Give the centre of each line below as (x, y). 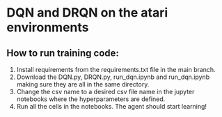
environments (48, 27)
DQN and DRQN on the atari (87, 13)
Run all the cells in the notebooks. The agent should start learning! (111, 106)
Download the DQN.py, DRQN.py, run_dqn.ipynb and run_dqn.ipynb (113, 77)
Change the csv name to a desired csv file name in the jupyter (105, 92)
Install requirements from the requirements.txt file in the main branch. (116, 70)
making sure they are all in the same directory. (83, 84)
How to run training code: (63, 53)
